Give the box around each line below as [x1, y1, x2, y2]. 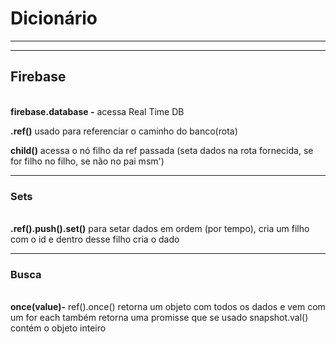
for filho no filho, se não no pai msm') [10, 155, 165, 167]
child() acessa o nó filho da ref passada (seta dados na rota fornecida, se [10, 144, 314, 156]
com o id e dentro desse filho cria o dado [10, 233, 180, 246]
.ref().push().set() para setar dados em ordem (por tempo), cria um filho [10, 223, 310, 235]
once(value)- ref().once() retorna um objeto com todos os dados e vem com [10, 301, 326, 313]
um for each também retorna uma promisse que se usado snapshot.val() [10, 312, 309, 324]
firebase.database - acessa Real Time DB [10, 105, 185, 117]
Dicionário [10, 7, 98, 30]
